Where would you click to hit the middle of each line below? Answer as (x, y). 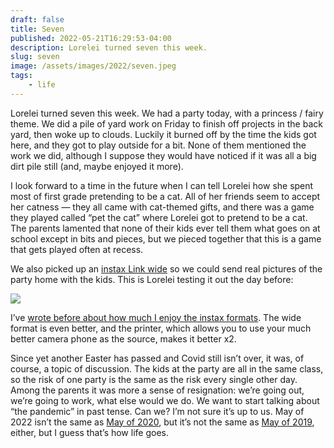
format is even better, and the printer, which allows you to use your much (161, 328)
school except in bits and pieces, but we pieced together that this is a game (166, 238)
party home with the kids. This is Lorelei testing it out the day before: (152, 279)
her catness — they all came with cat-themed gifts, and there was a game (162, 207)
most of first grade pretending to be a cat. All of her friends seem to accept (165, 196)
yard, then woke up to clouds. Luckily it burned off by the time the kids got (163, 134)
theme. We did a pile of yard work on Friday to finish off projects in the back (166, 123)
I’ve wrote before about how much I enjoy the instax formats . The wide (156, 317)
